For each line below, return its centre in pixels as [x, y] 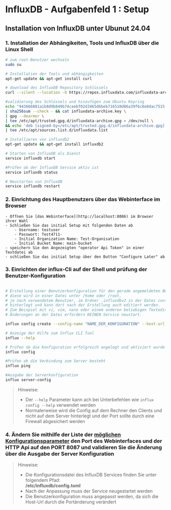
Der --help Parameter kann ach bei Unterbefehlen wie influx [90, 400]
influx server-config [28, 380]
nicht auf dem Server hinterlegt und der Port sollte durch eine [90, 416]
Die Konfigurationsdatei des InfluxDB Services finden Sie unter [91, 475]
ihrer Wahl [17, 221]
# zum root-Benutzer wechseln [37, 60]
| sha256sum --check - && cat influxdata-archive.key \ [66, 111]
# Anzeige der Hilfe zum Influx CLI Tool [50, 333]
